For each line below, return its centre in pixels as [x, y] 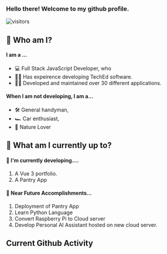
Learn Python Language [44, 212]
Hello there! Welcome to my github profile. [68, 9]
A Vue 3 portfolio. [36, 173]
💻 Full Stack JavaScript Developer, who [63, 68]
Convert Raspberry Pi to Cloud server [60, 218]
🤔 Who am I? [29, 40]
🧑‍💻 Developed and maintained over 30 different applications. [88, 83]
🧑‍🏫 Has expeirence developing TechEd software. [74, 77]
